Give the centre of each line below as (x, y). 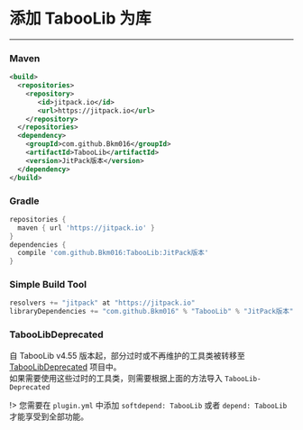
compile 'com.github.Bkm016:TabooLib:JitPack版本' (113, 253)
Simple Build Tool (48, 285)
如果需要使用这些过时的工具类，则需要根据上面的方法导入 (116, 378)
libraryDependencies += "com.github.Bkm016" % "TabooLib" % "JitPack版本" (151, 312)
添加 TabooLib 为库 (80, 18)
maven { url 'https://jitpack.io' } (86, 228)
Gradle (24, 201)
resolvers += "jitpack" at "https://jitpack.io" (102, 303)
